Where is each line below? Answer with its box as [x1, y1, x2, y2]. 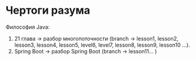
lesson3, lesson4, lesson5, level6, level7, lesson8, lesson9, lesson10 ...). [14, 41, 191, 48]
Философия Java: [5, 23, 50, 30]
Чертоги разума [5, 4, 90, 17]
